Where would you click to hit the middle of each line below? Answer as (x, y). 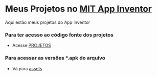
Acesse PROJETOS (32, 46)
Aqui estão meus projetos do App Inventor (48, 22)
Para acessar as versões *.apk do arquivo (55, 58)
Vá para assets (27, 68)
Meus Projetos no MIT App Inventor (78, 9)
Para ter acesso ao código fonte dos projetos (59, 35)
